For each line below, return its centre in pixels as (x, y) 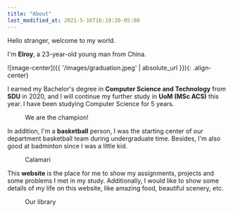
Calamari (38, 160)
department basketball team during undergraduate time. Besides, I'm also (114, 138)
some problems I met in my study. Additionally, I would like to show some (113, 181)
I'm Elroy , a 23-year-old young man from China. (77, 54)
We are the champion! (57, 117)
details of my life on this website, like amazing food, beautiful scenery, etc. (115, 188)
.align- (202, 67)
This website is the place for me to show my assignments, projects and (111, 173)
